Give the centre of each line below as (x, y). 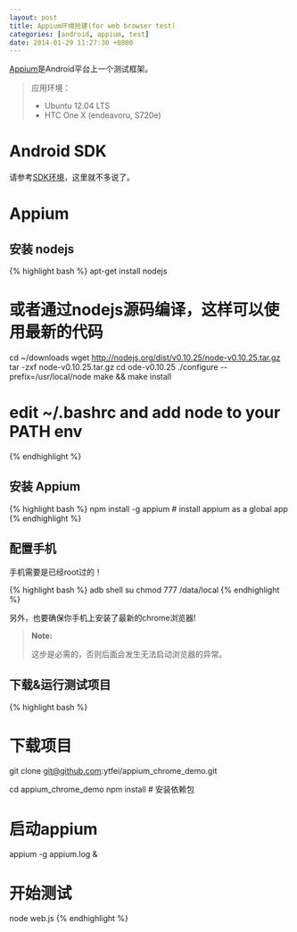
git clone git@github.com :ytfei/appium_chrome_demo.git (113, 771)
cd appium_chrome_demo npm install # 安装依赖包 (102, 789)
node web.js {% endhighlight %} (69, 919)
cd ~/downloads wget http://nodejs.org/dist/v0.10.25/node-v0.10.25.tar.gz (145, 357)
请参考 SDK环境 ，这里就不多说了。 (72, 177)
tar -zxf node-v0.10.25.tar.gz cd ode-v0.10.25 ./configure (114, 367)
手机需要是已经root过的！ (56, 572)
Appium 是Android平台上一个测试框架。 (81, 69)
